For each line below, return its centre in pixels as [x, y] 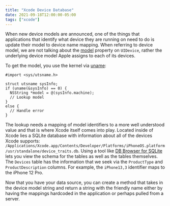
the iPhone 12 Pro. [24, 173]
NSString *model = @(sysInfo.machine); [52, 93]
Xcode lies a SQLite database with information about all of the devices [79, 135]
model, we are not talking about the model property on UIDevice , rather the [84, 50]
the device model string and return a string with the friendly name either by [84, 188]
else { [12, 106]
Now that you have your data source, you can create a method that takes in [84, 182]
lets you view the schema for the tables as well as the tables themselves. [82, 156]
